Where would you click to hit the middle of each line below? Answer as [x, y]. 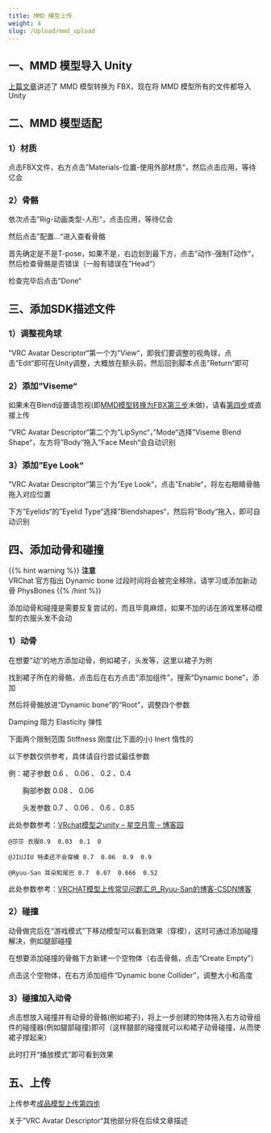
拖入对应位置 [29, 494]
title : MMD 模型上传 [40, 16]
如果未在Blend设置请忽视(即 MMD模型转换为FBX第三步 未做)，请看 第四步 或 [132, 405]
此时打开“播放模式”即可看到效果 [61, 1055]
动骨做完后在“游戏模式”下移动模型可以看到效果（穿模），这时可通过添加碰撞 [133, 930]
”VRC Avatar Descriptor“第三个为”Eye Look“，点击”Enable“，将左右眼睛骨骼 [134, 485]
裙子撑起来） [29, 1038]
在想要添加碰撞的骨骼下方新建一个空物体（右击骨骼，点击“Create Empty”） [133, 958]
